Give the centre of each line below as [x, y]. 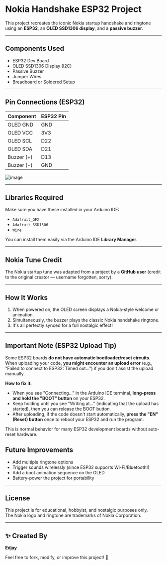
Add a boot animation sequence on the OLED [59, 472]
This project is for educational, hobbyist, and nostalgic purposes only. [77, 510]
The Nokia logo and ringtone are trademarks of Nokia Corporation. [73, 515]
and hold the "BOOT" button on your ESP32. [59, 398]
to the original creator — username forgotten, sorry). [59, 277]
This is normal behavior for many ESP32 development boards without [76, 429]
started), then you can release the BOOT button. [61, 409]
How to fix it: [19, 383]
